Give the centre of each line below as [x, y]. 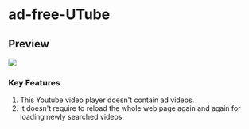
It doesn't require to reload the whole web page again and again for [130, 108]
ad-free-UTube [59, 15]
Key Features [35, 82]
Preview [29, 44]
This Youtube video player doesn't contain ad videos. [107, 100]
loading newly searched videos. [72, 117]
